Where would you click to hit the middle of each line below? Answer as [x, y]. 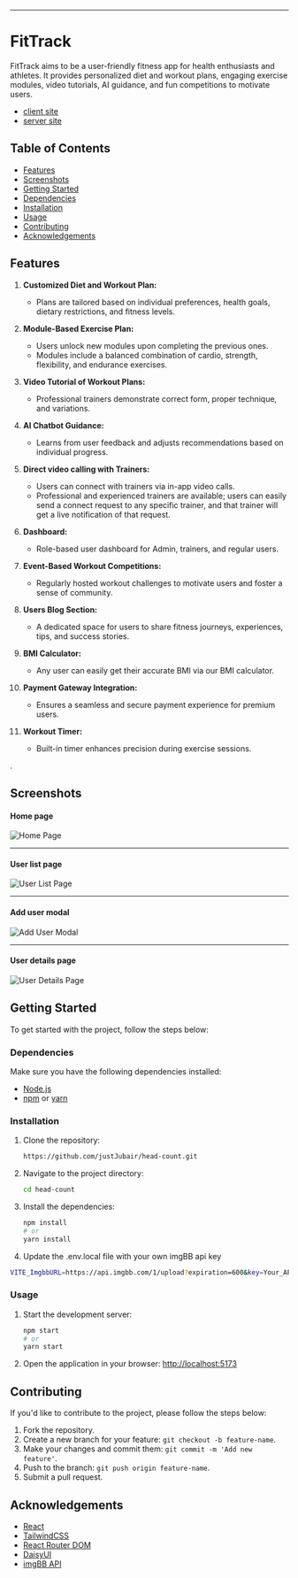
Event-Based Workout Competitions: [92, 566]
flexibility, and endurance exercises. [102, 365]
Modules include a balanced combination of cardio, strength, [147, 355]
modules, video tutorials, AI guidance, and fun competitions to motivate [140, 84]
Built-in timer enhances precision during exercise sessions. [144, 748]
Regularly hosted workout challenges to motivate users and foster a [159, 583]
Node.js [37, 1089]
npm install [45, 1222]
